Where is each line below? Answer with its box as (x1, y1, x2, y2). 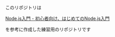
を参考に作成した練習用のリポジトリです (5, 26, 91, 32)
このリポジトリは (5, 5, 42, 10)
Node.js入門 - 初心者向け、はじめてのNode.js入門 (5, 15, 110, 22)
